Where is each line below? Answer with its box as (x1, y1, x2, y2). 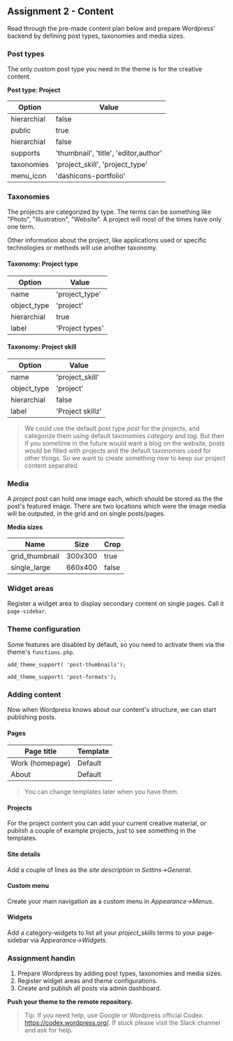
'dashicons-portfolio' (55, 171, 126, 181)
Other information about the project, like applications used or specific (7, 236, 207, 245)
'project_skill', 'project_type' (55, 160, 148, 170)
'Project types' (55, 323, 105, 333)
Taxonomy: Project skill (7, 342, 77, 351)
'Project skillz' (55, 406, 103, 416)
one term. (7, 223, 36, 231)
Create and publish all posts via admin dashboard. (17, 984, 162, 993)
